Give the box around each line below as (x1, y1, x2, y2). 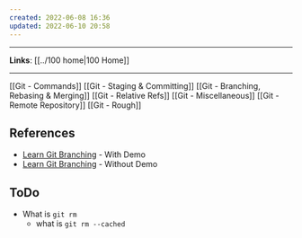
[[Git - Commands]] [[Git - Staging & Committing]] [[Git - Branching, (9, 80, 261, 91)
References (9, 125, 75, 140)
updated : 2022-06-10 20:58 (9, 22, 111, 31)
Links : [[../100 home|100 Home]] (9, 55, 130, 66)
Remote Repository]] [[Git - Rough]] (9, 100, 142, 110)
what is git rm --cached (35, 218, 126, 229)
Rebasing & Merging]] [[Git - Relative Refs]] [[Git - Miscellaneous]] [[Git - (9, 90, 280, 101)
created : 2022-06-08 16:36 (9, 13, 111, 22)
